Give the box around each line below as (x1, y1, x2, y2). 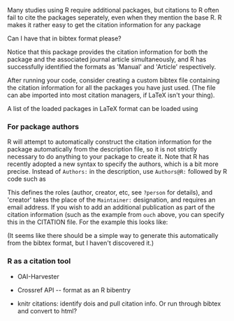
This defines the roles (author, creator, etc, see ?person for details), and (7, 188, 213, 197)
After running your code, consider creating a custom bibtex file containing (7, 76, 220, 84)
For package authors (7, 121, 79, 131)
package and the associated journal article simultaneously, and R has (7, 55, 207, 64)
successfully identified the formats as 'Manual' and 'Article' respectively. (7, 63, 217, 70)
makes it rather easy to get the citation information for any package (7, 21, 201, 29)
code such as (7, 174, 47, 184)
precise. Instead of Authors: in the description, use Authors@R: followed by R (7, 167, 228, 176)
